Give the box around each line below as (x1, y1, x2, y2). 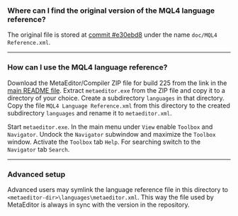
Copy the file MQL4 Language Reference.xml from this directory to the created (7, 101, 230, 110)
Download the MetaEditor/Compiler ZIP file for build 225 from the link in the (7, 79, 227, 87)
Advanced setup (7, 169, 66, 179)
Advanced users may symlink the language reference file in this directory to (7, 185, 229, 193)
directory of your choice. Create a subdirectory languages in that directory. (7, 93, 225, 102)
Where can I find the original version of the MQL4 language (7, 6, 215, 16)
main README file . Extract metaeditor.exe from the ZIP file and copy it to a (7, 86, 225, 94)
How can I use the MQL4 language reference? (7, 62, 168, 72)
